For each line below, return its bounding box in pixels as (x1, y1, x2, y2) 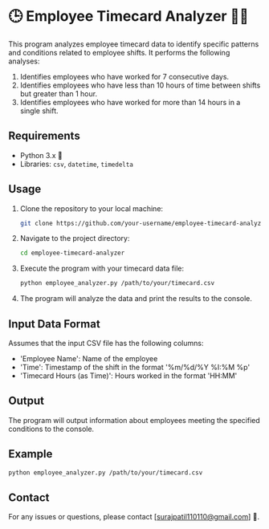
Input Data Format (8, 317, 100, 331)
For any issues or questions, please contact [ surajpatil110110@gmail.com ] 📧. (8, 512, 259, 522)
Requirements (8, 129, 80, 143)
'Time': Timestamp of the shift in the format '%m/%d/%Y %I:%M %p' (19, 363, 251, 372)
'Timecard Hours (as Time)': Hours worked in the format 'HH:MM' (19, 371, 238, 380)
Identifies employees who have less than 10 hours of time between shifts (19, 80, 261, 90)
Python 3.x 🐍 (19, 150, 63, 160)
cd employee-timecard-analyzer (19, 249, 125, 258)
